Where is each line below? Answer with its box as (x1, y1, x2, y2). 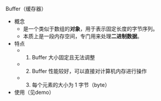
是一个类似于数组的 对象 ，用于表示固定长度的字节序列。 (22, 26, 158, 32)
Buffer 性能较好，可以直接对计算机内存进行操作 (31, 68, 147, 74)
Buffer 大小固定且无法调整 (31, 54, 95, 61)
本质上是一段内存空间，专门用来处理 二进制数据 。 (22, 33, 143, 40)
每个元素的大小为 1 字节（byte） (31, 81, 110, 88)
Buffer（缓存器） (5, 5, 47, 12)
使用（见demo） (14, 89, 54, 96)
